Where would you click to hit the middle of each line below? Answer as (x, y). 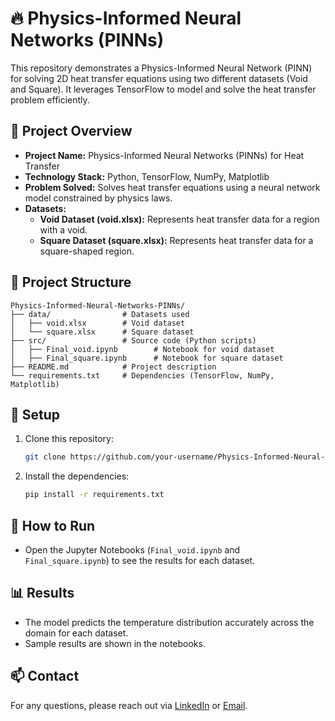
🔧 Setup (35, 414)
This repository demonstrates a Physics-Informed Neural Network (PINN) (161, 68)
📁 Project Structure (71, 282)
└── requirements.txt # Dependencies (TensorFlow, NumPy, (142, 375)
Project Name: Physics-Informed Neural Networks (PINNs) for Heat (164, 155)
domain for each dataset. (76, 633)
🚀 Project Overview (71, 131)
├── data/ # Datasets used (100, 314)
